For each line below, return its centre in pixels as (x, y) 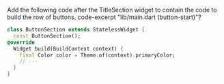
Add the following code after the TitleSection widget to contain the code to (112, 10)
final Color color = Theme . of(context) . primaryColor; (97, 55)
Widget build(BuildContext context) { (69, 48)
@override (21, 42)
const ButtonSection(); (47, 36)
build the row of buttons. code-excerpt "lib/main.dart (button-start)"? (104, 17)
